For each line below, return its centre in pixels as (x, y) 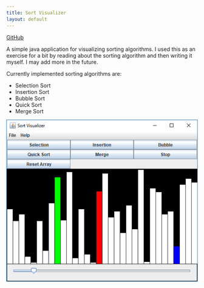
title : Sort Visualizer (36, 13)
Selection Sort (33, 85)
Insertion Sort (32, 92)
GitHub (15, 37)
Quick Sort (29, 105)
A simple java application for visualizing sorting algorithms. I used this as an (101, 49)
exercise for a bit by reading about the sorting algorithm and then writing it (99, 55)
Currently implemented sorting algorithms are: (64, 73)
